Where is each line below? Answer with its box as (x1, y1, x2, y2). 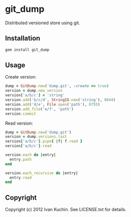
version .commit (5, 111, 36, 116)
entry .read (9, 175, 32, 180)
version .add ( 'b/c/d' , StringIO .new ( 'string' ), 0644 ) (5, 97, 116, 102)
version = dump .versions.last (5, 134, 67, 139)
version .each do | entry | (5, 152, 56, 158)
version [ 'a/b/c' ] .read (5, 143, 52, 149)
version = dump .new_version (5, 88, 63, 93)
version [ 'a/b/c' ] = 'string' (5, 93, 65, 98)
